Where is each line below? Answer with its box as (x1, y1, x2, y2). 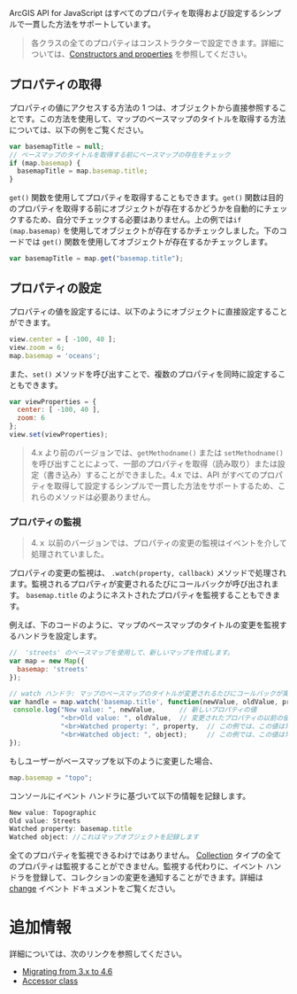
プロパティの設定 (9, 281, 102, 296)
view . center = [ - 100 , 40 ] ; (9, 335, 117, 344)
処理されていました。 (30, 548, 109, 560)
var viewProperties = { (9, 397, 97, 406)
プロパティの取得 (9, 77, 102, 92)
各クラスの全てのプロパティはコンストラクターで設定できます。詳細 (30, 38, 277, 48)
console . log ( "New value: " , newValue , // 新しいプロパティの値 (12, 705, 257, 715)
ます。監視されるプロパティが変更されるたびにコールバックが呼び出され (9, 579, 271, 589)
